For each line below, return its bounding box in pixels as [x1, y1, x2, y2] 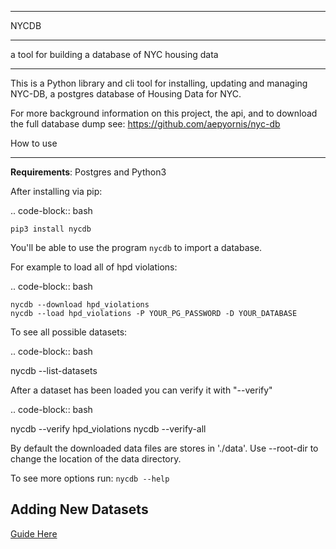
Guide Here [10, 527, 58, 540]
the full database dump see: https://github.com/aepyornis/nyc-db [10, 118, 281, 130]
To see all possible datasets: [10, 326, 128, 338]
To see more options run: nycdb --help [10, 472, 170, 484]
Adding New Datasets [10, 501, 149, 518]
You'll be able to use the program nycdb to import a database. [10, 242, 263, 253]
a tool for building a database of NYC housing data [10, 49, 219, 60]
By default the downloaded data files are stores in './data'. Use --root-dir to [10, 442, 319, 454]
